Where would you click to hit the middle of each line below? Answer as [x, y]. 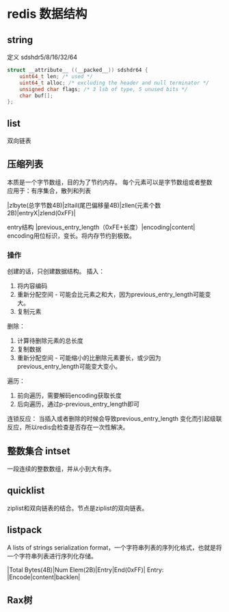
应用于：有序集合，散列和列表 [49, 191]
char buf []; [36, 96]
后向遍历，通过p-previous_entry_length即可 [78, 404]
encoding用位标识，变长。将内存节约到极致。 [71, 235]
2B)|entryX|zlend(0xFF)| [42, 212]
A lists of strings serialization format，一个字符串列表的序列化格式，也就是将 [114, 547]
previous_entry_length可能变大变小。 [69, 367]
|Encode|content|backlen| [44, 577]
